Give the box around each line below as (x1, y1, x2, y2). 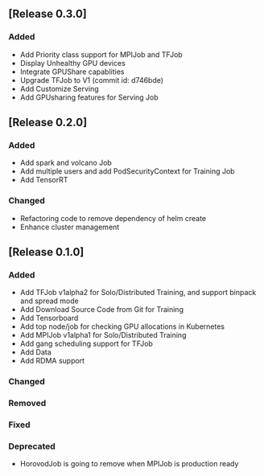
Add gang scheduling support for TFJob (19, 339, 153, 349)
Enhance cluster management (19, 222, 120, 232)
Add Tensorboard (19, 314, 79, 323)
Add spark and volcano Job (19, 158, 113, 168)
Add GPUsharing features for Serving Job (19, 92, 159, 102)
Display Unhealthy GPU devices (19, 58, 126, 68)
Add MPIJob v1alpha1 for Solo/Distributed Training (19, 330, 187, 340)
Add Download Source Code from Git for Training (19, 305, 184, 314)
